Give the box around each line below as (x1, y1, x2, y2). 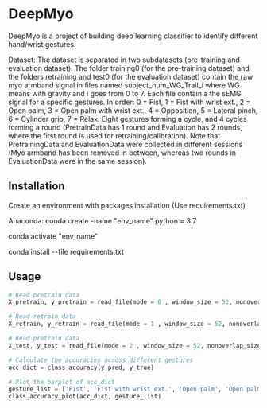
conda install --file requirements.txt (8, 247, 125, 256)
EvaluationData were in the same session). (8, 156, 147, 165)
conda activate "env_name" (8, 231, 99, 241)
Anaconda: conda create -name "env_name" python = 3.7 (8, 216, 197, 225)
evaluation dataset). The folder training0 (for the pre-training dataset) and (8, 63, 250, 72)
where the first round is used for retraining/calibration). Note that (8, 130, 221, 140)
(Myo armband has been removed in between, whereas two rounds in (8, 148, 237, 157)
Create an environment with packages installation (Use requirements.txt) (8, 200, 246, 210)
